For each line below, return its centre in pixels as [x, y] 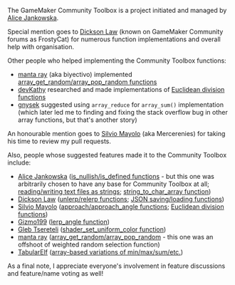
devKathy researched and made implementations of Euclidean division [121, 89]
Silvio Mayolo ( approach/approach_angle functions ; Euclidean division [121, 207]
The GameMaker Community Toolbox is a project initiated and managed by [117, 10]
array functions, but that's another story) [77, 120]
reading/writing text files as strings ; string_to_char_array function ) [114, 191]
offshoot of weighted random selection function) [89, 244]
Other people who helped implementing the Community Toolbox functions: [117, 61]
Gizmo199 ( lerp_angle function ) [64, 222]
